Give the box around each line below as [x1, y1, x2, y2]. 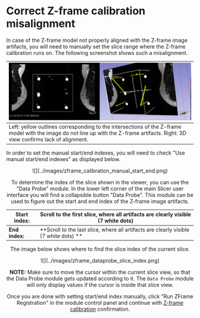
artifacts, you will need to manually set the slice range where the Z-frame [6, 43, 186, 50]
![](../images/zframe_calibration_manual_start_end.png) [32, 167, 168, 174]
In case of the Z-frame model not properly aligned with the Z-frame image [6, 36, 188, 44]
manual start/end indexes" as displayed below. [6, 155, 121, 162]
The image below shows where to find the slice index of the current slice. [10, 246, 190, 253]
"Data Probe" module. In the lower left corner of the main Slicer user [16, 185, 184, 192]
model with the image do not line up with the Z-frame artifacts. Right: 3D [8, 129, 186, 137]
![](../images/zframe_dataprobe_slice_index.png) [40, 257, 160, 264]
